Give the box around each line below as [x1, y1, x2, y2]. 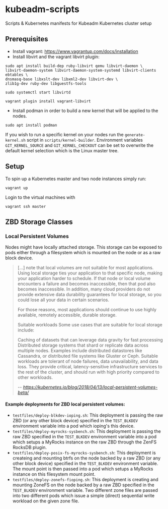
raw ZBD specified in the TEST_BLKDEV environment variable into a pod [12, 434, 157, 440]
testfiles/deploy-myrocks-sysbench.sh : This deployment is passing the [12, 428, 161, 434]
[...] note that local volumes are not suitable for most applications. [17, 265, 154, 271]
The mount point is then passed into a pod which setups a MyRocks [12, 466, 153, 472]
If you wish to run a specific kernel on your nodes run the [5, 131, 124, 137]
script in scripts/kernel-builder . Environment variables [27, 137, 143, 143]
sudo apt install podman [5, 123, 57, 128]
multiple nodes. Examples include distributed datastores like [17, 348, 142, 354]
